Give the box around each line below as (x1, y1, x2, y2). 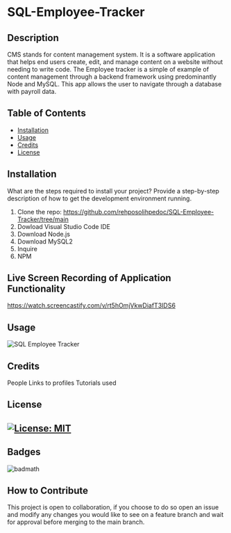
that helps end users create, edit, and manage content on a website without (7, 58, 223, 66)
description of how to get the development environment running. (7, 194, 192, 202)
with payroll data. (7, 88, 57, 95)
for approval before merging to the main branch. (7, 518, 145, 526)
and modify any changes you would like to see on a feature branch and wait (7, 511, 224, 519)
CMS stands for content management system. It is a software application (7, 50, 216, 58)
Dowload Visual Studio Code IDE (17, 222, 111, 230)
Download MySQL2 (17, 237, 73, 246)
